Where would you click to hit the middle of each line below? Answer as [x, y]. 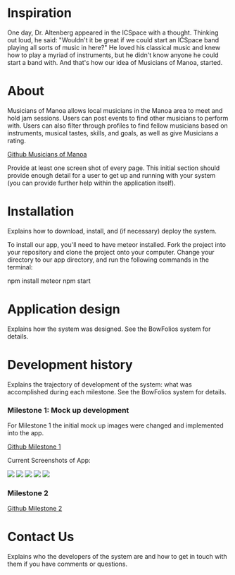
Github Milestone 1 [34, 447]
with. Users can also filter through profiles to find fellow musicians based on [118, 126]
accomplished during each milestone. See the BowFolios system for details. [117, 392]
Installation [41, 211]
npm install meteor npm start [49, 281]
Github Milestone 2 [35, 509]
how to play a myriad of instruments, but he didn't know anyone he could [113, 55]
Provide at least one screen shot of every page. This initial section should [114, 168]
